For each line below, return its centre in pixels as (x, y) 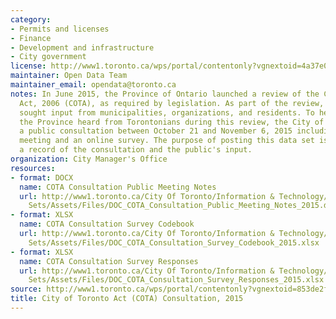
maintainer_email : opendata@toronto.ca (93, 85)
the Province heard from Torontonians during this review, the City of (172, 122)
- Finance (31, 38)
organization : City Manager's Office (89, 159)
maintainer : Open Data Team (69, 76)
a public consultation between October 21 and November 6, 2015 (156, 131)
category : (31, 19)
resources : (33, 168)
